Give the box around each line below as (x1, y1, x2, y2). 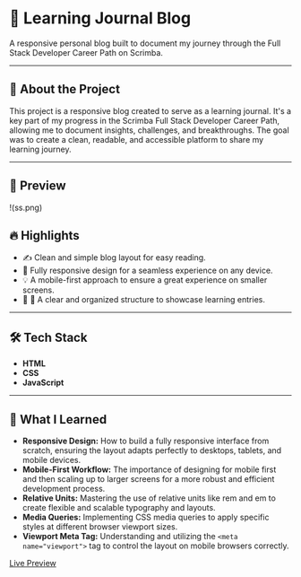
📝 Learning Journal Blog (9, 8, 191, 29)
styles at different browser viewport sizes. (21, 521, 178, 532)
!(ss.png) (9, 202, 43, 213)
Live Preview (9, 558, 56, 568)
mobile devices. (21, 455, 82, 465)
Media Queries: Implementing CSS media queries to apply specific (21, 511, 270, 522)
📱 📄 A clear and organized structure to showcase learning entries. (21, 294, 266, 305)
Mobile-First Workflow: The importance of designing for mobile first (21, 464, 277, 475)
